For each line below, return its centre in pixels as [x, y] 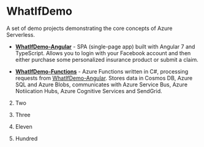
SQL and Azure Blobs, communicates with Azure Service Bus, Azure [101, 85]
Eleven [24, 126]
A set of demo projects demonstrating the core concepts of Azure [89, 28]
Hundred [26, 138]
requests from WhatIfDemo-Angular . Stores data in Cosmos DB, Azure [104, 78]
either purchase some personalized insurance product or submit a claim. [107, 59]
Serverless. [21, 34]
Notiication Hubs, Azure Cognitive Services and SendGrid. [89, 91]
